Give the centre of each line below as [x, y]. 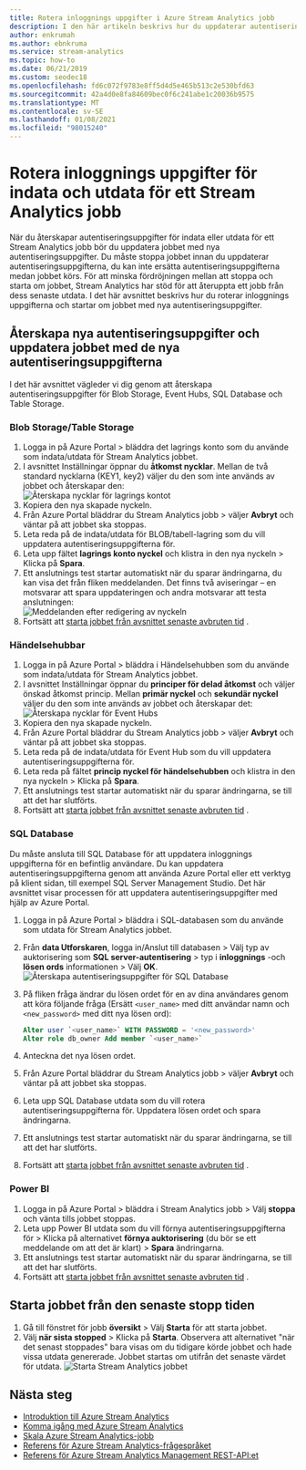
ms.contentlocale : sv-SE [56, 111]
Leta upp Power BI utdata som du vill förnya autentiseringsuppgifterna [154, 1228]
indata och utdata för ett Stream [133, 193]
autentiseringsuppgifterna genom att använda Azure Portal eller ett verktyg [150, 873]
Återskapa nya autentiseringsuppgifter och [135, 334]
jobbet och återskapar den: [73, 486]
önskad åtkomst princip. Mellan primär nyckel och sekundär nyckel [150, 694]
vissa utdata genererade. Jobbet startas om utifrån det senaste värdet [154, 1356]
